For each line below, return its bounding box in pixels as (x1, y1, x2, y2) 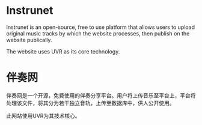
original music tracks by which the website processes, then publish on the (6, 29, 190, 37)
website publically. (6, 36, 52, 43)
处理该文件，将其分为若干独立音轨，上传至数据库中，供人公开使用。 (6, 99, 175, 106)
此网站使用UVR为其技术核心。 (6, 112, 81, 119)
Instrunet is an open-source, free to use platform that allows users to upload (6, 23, 195, 31)
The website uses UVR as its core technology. (6, 47, 120, 55)
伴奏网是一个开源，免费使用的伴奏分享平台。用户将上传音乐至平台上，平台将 (6, 91, 196, 99)
